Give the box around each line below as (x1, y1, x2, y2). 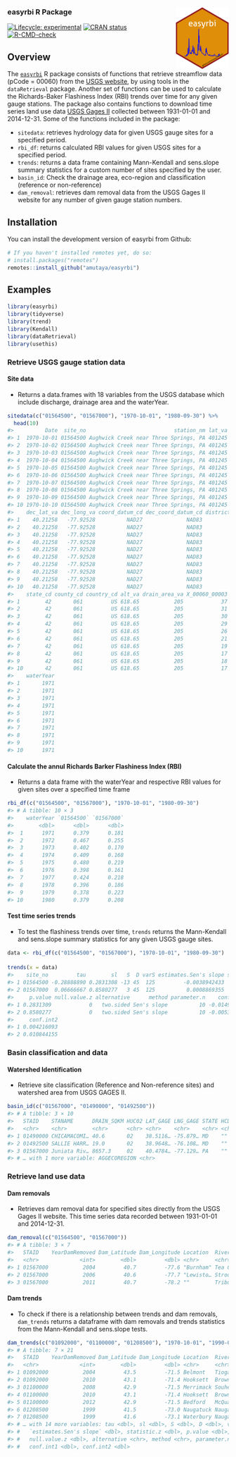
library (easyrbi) (7, 303, 58, 310)
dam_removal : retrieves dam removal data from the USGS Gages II (17, 188, 206, 197)
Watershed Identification (7, 1065, 82, 1074)
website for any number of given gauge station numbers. (17, 196, 183, 204)
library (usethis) (7, 340, 58, 348)
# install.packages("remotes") (7, 257, 99, 264)
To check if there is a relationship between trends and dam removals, (17, 1310, 218, 1318)
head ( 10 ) (13, 419, 39, 426)
